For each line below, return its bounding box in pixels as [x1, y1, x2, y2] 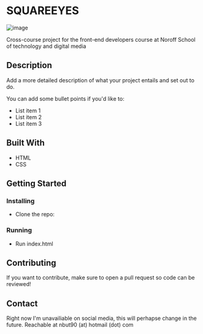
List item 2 [15, 113, 42, 120]
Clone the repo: [15, 211, 55, 218]
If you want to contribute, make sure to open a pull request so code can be [6, 274, 195, 281]
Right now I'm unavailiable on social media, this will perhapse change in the [6, 314, 197, 322]
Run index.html [15, 240, 53, 247]
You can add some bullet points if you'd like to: [6, 95, 124, 102]
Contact [6, 298, 38, 309]
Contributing [6, 257, 56, 268]
